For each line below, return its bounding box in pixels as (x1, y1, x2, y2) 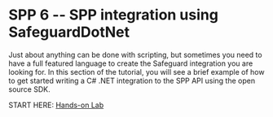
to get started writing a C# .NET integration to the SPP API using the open (8, 76, 255, 85)
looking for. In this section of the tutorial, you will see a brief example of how (8, 67, 265, 76)
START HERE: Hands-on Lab (8, 100, 104, 110)
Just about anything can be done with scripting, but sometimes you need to (8, 50, 262, 59)
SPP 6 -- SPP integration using (8, 6, 218, 24)
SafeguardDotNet (8, 23, 130, 41)
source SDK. (8, 84, 51, 94)
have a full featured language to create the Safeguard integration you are (8, 58, 253, 68)
